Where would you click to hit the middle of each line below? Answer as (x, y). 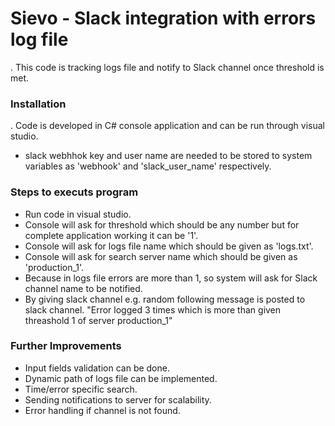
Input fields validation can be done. (97, 368)
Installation (38, 104)
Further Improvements (66, 346)
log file (39, 39)
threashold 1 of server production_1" (98, 320)
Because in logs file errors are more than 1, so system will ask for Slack (171, 278)
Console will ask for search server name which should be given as (161, 256)
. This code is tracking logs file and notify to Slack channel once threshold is (167, 67)
